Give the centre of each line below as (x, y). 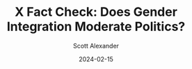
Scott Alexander (96, 46)
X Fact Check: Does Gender (96, 12)
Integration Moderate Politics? (96, 27)
